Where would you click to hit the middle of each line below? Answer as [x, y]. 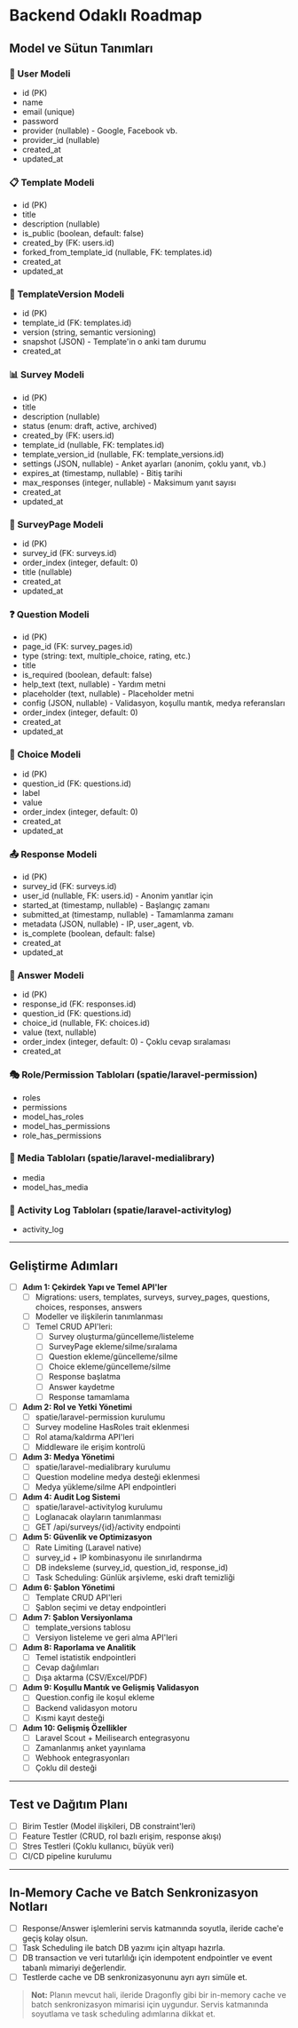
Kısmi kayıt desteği [70, 1718]
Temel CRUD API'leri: [74, 1327]
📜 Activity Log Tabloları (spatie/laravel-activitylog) [121, 1210]
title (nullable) [47, 572]
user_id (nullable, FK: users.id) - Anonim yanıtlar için [118, 895]
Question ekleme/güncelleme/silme [113, 1356]
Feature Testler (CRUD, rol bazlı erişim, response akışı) [122, 1836]
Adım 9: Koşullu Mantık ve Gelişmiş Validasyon [110, 1688]
